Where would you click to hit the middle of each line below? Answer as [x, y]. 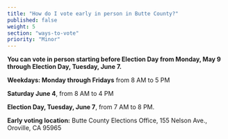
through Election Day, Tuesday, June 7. [64, 67]
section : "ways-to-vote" [43, 33]
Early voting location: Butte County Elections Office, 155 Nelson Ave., [107, 121]
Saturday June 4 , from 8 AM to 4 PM [60, 94]
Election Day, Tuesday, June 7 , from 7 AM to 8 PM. [81, 107]
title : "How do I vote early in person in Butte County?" [93, 14]
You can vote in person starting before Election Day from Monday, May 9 [114, 59]
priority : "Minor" [34, 40]
